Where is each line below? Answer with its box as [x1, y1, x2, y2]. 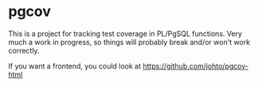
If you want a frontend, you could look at [8, 61, 142, 70]
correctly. [8, 45, 40, 55]
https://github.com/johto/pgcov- [143, 61, 249, 70]
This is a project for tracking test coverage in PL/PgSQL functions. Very [8, 29, 243, 38]
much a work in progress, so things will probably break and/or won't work [8, 37, 251, 46]
